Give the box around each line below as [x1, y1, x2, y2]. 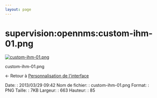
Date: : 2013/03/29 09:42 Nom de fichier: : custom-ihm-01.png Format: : [5, 82, 149, 88]
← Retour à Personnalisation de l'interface [5, 73, 89, 79]
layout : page [5, 7, 31, 12]
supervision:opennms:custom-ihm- [5, 28, 153, 39]
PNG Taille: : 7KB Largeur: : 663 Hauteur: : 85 [5, 87, 95, 93]
